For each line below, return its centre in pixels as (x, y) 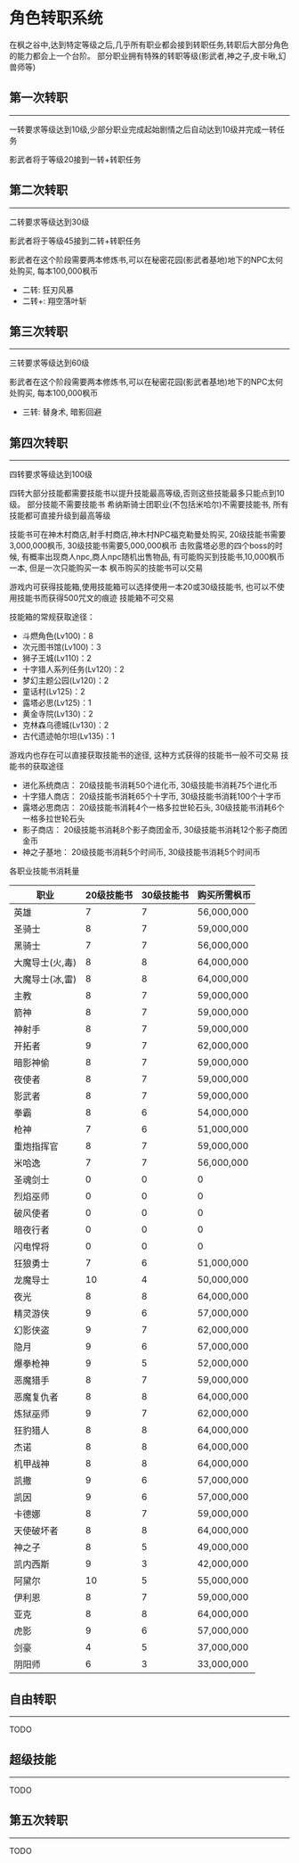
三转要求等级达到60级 (49, 363)
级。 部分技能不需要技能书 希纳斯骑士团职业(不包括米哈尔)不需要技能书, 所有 (149, 505)
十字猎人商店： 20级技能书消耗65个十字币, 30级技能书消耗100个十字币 (152, 796)
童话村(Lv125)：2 (53, 692)
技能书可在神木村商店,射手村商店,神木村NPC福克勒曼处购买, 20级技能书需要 (148, 535)
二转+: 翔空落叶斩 (54, 300)
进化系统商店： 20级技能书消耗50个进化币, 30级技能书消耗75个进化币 (149, 785)
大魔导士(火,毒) (45, 963)
